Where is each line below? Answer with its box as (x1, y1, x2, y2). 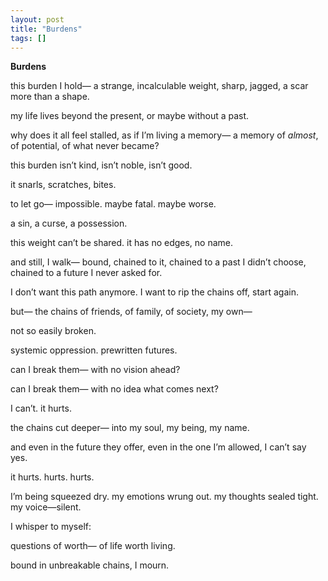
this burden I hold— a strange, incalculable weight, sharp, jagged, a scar (10, 80, 309, 92)
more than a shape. (10, 91, 90, 103)
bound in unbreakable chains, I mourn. (10, 559, 170, 571)
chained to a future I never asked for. (10, 267, 163, 279)
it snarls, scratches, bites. (10, 179, 117, 191)
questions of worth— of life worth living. (10, 540, 176, 552)
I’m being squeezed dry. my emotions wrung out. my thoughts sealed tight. (10, 491, 319, 503)
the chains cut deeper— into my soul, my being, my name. (10, 422, 250, 434)
